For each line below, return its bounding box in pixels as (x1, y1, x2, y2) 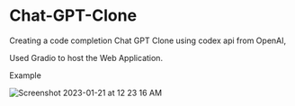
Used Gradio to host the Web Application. (9, 52, 164, 63)
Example (9, 69, 42, 81)
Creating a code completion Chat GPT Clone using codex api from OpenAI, (9, 35, 287, 46)
